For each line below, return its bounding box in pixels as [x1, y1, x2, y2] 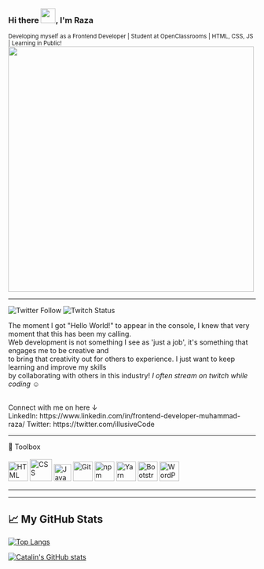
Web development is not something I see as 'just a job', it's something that [8, 337, 249, 347]
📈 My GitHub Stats [8, 512, 104, 526]
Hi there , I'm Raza [8, 14, 94, 25]
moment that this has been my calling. [8, 330, 132, 339]
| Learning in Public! [8, 39, 62, 47]
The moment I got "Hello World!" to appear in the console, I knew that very [8, 321, 250, 330]
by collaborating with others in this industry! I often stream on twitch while [8, 371, 248, 381]
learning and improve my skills [8, 363, 107, 372]
